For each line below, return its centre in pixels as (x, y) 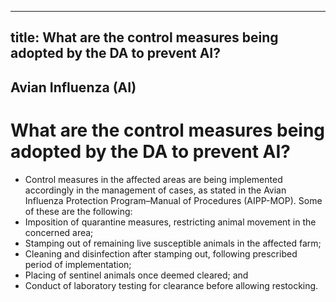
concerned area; (59, 232)
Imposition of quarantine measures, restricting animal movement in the (170, 222)
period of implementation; (78, 264)
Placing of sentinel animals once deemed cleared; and (136, 275)
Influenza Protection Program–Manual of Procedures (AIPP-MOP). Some (173, 200)
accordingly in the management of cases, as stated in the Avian (155, 190)
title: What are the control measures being (144, 37)
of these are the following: (78, 211)
